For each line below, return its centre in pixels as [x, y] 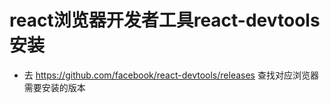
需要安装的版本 [54, 87]
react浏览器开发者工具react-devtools [165, 20]
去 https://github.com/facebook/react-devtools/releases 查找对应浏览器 [171, 75]
